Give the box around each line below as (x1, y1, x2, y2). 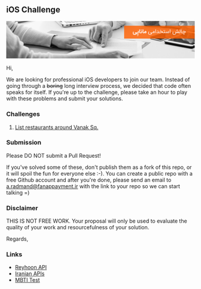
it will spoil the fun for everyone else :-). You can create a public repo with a (6, 170, 193, 177)
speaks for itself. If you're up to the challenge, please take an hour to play (6, 89, 187, 96)
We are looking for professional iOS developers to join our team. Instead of (6, 76, 190, 83)
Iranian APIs (14, 270, 45, 277)
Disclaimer (6, 204, 38, 212)
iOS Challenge (6, 5, 61, 15)
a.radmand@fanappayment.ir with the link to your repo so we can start (6, 182, 181, 190)
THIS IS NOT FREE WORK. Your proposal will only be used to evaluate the (6, 217, 187, 225)
